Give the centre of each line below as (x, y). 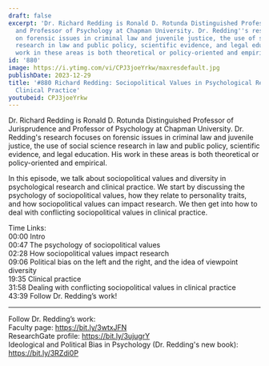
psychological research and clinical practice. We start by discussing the (127, 187)
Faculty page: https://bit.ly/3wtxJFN (68, 328)
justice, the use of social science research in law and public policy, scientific (134, 146)
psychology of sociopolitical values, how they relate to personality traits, (127, 195)
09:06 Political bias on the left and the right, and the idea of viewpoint (123, 262)
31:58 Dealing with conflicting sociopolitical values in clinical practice (122, 288)
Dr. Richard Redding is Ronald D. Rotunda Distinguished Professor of (121, 120)
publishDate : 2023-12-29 (50, 75)
